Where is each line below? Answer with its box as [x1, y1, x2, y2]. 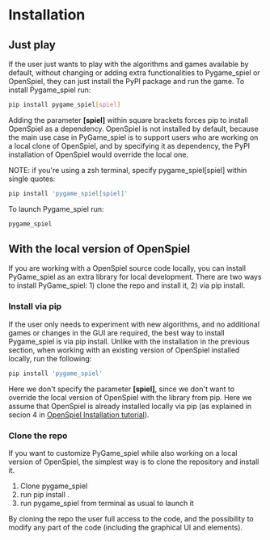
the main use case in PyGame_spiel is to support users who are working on [8, 132, 259, 142]
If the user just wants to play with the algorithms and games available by [8, 59, 249, 69]
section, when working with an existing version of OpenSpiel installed [8, 345, 240, 355]
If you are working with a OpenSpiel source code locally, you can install [8, 264, 247, 273]
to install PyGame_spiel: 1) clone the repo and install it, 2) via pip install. [8, 281, 246, 290]
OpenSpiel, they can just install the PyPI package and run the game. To [8, 77, 245, 86]
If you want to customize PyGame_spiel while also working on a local [8, 448, 238, 458]
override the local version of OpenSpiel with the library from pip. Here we [8, 392, 252, 402]
